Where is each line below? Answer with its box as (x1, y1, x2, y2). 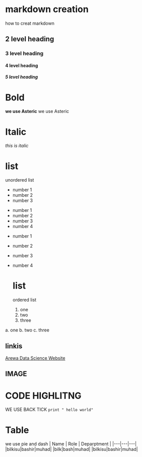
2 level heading (5, 35, 54, 43)
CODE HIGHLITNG (5, 390, 82, 402)
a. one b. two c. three (5, 327, 49, 333)
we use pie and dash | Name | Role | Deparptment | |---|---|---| (5, 441, 137, 447)
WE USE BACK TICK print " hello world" (5, 407, 94, 413)
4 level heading (5, 62, 38, 69)
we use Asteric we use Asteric (5, 108, 69, 115)
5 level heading (5, 74, 38, 80)
